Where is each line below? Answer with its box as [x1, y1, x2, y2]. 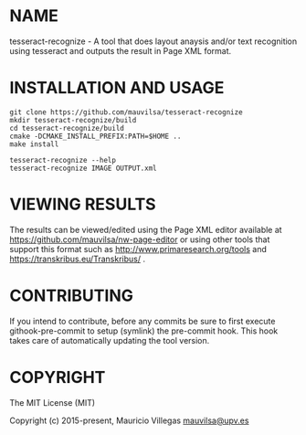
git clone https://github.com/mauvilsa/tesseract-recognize [9, 107, 244, 117]
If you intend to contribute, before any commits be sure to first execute [9, 315, 276, 326]
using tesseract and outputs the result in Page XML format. [9, 45, 232, 56]
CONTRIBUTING [9, 285, 134, 306]
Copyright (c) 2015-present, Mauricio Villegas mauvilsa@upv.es [9, 415, 249, 426]
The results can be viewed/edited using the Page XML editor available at [9, 224, 282, 235]
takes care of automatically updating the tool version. [9, 334, 210, 345]
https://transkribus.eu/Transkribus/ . [9, 253, 146, 264]
